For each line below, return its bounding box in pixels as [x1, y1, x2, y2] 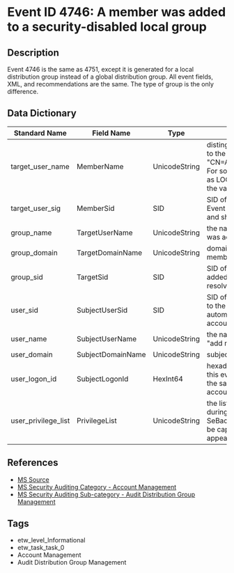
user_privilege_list [10, 416, 70, 425]
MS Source [17, 475, 50, 484]
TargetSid [76, 272, 109, 282]
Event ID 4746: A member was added [7, 4, 226, 20]
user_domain [10, 350, 54, 359]
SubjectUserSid [76, 305, 128, 315]
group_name [10, 228, 52, 237]
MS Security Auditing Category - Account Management [17, 482, 177, 491]
